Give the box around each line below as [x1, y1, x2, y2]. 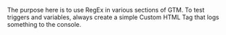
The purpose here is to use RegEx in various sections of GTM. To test [7, 6, 205, 14]
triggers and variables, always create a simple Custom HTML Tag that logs [7, 13, 220, 21]
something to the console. [7, 21, 82, 28]
